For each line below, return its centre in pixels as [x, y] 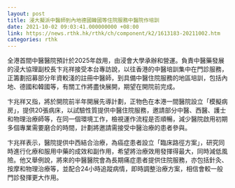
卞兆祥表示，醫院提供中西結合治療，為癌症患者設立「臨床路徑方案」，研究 [113, 143]
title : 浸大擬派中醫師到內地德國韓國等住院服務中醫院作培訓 [83, 20]
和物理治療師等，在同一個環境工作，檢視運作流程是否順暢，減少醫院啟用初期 [117, 119]
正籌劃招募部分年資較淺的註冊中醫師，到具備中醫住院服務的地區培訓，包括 [114, 78]
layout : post [26, 14]
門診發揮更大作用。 [35, 178]
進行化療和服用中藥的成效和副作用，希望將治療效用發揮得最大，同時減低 [117, 152]
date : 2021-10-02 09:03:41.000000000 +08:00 [73, 27]
